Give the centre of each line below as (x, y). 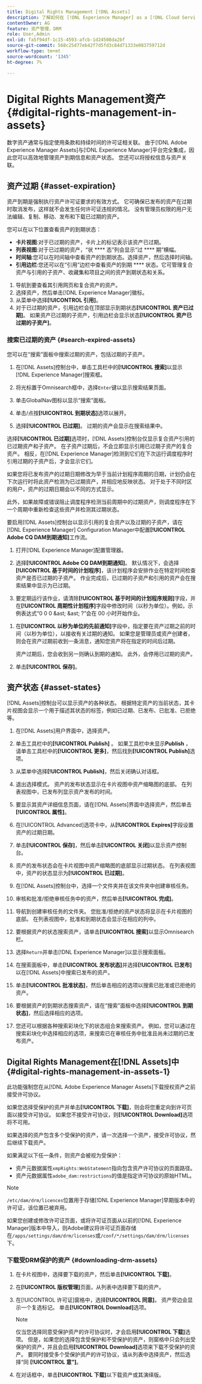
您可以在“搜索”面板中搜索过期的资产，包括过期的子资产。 (78, 354)
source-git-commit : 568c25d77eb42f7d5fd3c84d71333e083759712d (86, 46)
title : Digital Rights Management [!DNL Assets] (69, 12)
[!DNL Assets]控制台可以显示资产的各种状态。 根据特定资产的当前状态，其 (98, 703)
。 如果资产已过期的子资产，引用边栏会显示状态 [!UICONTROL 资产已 (108, 315)
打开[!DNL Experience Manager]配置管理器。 (71, 550)
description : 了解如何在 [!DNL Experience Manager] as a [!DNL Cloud (93, 17)
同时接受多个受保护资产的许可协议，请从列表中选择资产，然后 (109, 1354)
